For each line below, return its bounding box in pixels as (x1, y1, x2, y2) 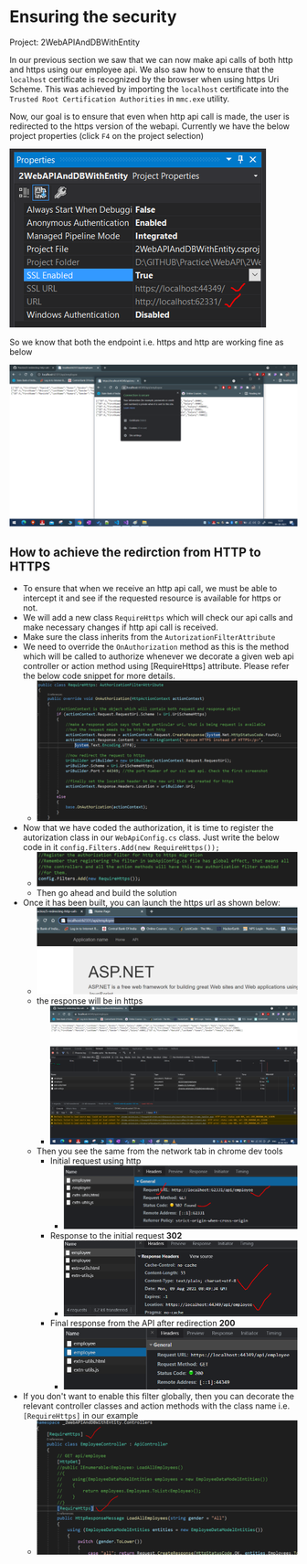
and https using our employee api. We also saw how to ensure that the (9, 64, 274, 75)
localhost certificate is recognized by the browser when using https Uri (9, 73, 280, 84)
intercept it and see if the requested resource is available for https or (22, 592, 281, 604)
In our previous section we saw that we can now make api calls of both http (9, 54, 293, 65)
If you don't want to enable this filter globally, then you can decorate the (22, 1390, 295, 1401)
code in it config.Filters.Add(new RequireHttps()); (22, 842, 220, 853)
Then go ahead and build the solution (36, 888, 177, 899)
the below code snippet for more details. (22, 670, 175, 682)
